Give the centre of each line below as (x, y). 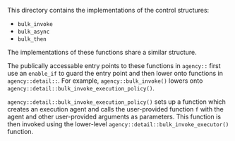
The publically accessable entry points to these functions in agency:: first (114, 66)
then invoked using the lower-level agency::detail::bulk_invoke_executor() (118, 124)
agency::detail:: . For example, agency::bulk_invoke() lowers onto (105, 81)
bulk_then (32, 39)
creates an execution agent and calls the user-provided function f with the (115, 109)
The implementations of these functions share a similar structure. (102, 52)
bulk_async (34, 32)
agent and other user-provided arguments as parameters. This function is (114, 116)
